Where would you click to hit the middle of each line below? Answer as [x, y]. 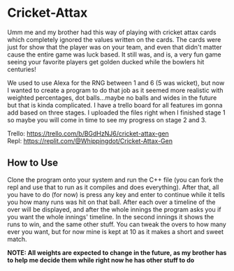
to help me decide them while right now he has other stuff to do [101, 260]
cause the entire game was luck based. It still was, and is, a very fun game [114, 54]
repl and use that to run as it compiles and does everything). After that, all [113, 187]
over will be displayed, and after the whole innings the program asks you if [114, 209]
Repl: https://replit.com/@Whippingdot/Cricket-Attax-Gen [90, 140]
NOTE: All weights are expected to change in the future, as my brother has [117, 252]
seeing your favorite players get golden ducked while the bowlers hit [106, 61]
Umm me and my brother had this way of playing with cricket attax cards [112, 32]
